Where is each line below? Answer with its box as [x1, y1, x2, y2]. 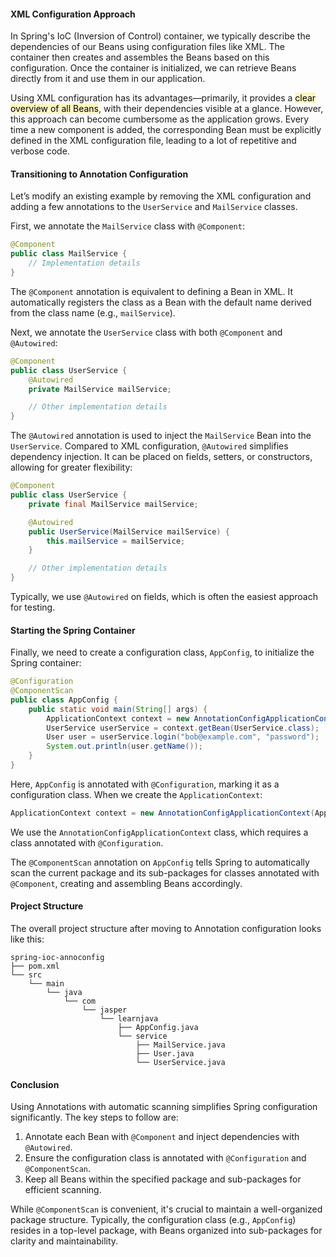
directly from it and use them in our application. [10, 73, 206, 85]
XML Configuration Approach [10, 8, 136, 20]
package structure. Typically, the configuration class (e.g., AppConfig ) [10, 1214, 297, 1226]
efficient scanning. [24, 1184, 102, 1196]
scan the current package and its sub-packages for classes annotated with [10, 866, 320, 879]
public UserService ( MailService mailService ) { [28, 526, 230, 537]
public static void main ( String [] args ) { [28, 704, 208, 714]
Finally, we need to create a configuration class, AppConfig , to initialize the [10, 646, 315, 659]
